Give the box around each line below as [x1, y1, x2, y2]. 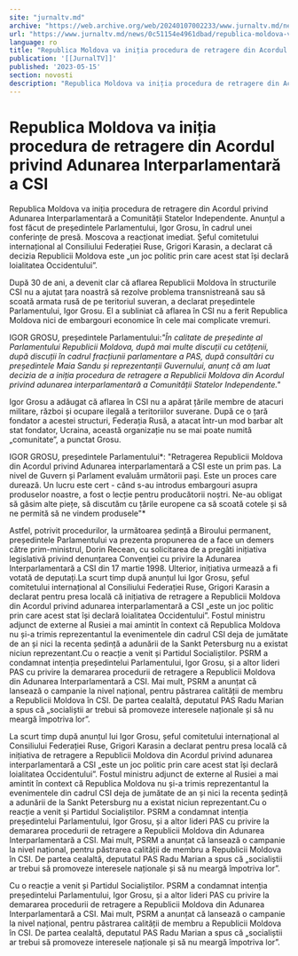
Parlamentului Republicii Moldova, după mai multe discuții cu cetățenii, [9, 341, 269, 352]
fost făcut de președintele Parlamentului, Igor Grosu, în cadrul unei [9, 222, 253, 233]
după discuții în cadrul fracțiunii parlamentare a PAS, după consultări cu [9, 351, 275, 361]
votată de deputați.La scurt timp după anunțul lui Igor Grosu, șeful [9, 572, 250, 582]
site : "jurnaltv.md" [9, 12, 86, 22]
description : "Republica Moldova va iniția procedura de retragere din [9, 79, 279, 88]
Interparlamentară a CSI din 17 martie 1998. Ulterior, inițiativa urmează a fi [9, 563, 278, 573]
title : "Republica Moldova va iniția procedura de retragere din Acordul [9, 46, 288, 55]
